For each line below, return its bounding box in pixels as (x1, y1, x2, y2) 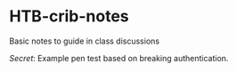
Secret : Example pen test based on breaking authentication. (9, 52, 229, 63)
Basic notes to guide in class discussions (9, 36, 160, 46)
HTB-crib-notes (9, 6, 129, 27)
